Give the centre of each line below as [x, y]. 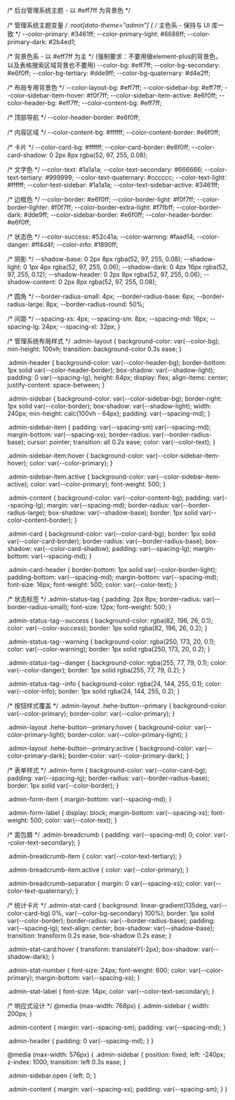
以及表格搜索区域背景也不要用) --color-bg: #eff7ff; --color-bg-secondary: [114, 65]
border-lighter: [28, 207]
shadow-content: [32, 282]
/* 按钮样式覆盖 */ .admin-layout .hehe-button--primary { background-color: [117, 705]
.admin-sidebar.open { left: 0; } [52, 1075]
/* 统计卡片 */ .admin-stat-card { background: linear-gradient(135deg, [108, 905]
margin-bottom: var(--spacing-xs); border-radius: [79, 435]
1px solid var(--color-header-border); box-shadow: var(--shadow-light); [111, 370]
